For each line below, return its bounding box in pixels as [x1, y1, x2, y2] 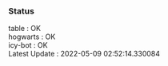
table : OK [8, 24, 42, 33]
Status [8, 6, 34, 17]
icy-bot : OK [8, 41, 48, 50]
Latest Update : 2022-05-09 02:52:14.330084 [8, 49, 161, 59]
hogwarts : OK [8, 32, 56, 41]
